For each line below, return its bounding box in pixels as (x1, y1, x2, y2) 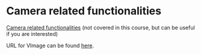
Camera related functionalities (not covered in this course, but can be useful (6, 24, 196, 31)
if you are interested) (6, 30, 58, 37)
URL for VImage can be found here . (6, 42, 94, 49)
